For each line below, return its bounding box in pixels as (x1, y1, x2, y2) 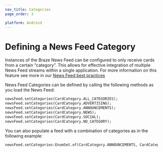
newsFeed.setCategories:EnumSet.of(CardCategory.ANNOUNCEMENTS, (5, 142, 138, 147)
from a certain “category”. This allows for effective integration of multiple (5, 62, 151, 68)
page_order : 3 (5, 12, 34, 16)
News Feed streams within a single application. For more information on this (5, 67, 157, 73)
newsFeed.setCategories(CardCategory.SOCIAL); (5, 114, 101, 119)
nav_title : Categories (5, 7, 51, 12)
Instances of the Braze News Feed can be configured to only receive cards (5, 57, 155, 63)
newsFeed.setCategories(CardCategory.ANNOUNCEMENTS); (5, 106, 116, 110)
